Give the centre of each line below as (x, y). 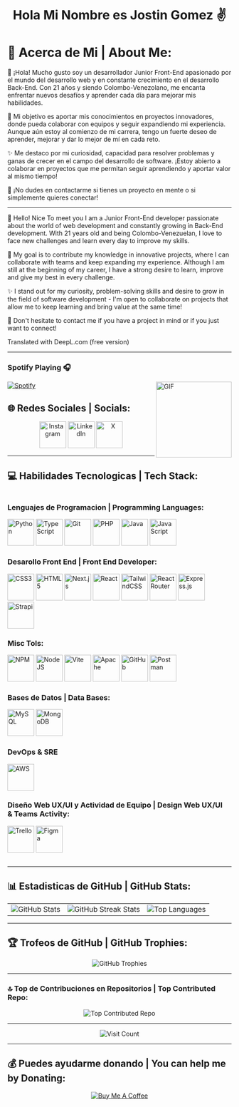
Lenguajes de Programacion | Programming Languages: (106, 507)
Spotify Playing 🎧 (39, 368)
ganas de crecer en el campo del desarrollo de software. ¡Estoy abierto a (114, 161)
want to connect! (32, 328)
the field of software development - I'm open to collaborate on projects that (118, 299)
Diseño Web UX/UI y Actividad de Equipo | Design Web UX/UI (115, 805)
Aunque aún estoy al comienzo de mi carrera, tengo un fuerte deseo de (112, 132)
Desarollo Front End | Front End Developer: (83, 562)
